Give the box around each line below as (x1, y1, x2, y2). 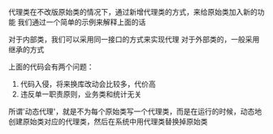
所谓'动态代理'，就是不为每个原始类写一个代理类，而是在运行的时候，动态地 (8, 106, 262, 116)
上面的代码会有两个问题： (8, 62, 94, 71)
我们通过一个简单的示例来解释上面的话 (17, 17, 146, 27)
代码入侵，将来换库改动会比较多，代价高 (19, 80, 156, 89)
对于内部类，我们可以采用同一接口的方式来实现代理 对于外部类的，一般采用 (8, 35, 260, 44)
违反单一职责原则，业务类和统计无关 (19, 89, 142, 99)
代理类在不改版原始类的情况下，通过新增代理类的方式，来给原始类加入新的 (8, 7, 258, 16)
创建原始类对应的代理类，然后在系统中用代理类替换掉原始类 (8, 117, 208, 126)
